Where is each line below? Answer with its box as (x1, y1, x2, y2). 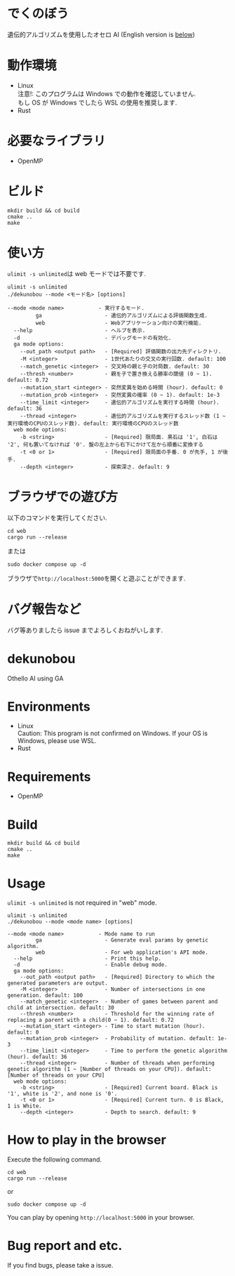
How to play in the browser (7, 1132, 166, 1148)
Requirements (7, 769, 91, 784)
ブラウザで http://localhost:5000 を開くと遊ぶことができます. (7, 574, 186, 582)
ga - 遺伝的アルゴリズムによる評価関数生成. (35, 312, 208, 319)
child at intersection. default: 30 (7, 1004, 114, 1011)
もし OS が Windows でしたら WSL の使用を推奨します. (17, 98, 177, 107)
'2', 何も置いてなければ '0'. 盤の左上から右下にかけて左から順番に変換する (7, 441, 203, 448)
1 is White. (7, 1103, 42, 1110)
